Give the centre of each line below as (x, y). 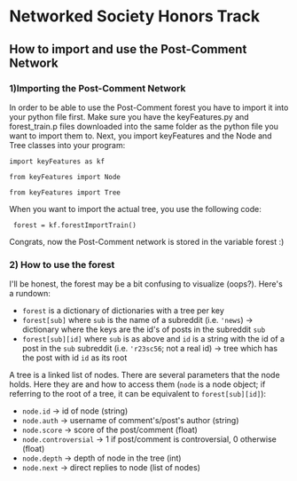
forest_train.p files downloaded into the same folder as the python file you (144, 126)
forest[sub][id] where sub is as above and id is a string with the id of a (153, 339)
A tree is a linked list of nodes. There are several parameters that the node (145, 375)
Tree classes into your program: (67, 145)
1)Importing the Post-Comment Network (98, 88)
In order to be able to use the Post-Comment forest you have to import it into (149, 107)
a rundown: (30, 294)
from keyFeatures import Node (65, 177)
